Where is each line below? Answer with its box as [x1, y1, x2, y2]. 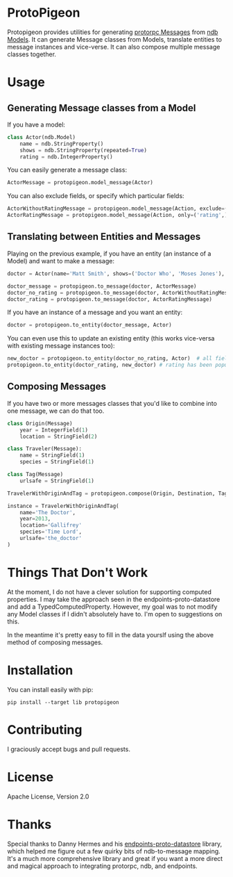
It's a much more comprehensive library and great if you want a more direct [7, 854, 223, 862]
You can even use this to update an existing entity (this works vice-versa [7, 334, 215, 343]
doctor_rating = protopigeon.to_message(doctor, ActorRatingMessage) [7, 295, 213, 303]
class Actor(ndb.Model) [7, 133, 76, 140]
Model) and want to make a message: [7, 256, 114, 265]
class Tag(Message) [7, 471, 64, 478]
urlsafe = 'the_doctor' [19, 535, 82, 542]
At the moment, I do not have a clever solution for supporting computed [7, 587, 212, 596]
